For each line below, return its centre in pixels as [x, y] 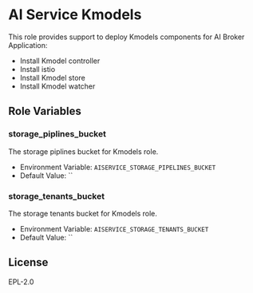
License [28, 262]
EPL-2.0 [21, 282]
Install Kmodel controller [60, 61]
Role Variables [45, 111]
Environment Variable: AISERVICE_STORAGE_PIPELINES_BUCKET [118, 167]
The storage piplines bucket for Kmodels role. [83, 151]
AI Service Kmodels [75, 15]
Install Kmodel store [53, 77]
